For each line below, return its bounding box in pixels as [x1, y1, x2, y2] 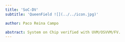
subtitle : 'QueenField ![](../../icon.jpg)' [5, 12, 99, 17]
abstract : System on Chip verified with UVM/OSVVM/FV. [5, 30, 121, 35]
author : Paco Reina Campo [5, 21, 59, 26]
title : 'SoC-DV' [5, 7, 39, 12]
